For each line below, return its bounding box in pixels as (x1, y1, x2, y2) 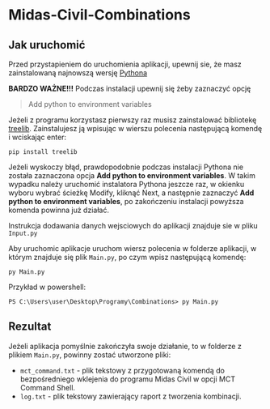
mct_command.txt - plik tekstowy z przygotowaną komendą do (19, 365, 225, 375)
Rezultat (8, 320, 52, 334)
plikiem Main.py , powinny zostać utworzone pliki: (8, 350, 171, 360)
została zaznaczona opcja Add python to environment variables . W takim (8, 171, 256, 180)
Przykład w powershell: (8, 282, 86, 292)
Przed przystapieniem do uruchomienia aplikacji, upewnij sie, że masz (8, 59, 243, 69)
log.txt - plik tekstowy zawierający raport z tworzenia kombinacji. (19, 391, 242, 401)
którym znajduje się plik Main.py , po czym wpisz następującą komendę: (8, 253, 247, 262)
